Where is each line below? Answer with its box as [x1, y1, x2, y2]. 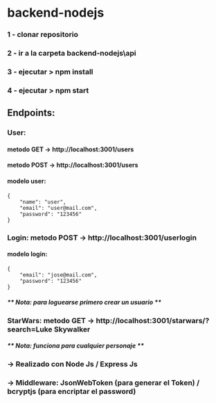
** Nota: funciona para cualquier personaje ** [7, 342, 144, 350]
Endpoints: [7, 107, 55, 119]
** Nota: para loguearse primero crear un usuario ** [7, 298, 161, 306]
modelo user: [7, 176, 46, 185]
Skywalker [53, 324, 91, 334]
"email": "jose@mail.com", [19, 271, 98, 279]
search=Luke [7, 324, 53, 334]
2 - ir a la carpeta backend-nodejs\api [7, 49, 136, 58]
